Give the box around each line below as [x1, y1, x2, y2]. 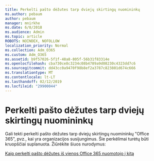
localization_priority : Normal [5, 43, 68, 48]
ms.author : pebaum [5, 12, 42, 16]
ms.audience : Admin [5, 30, 45, 34]
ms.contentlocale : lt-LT [5, 75, 55, 80]
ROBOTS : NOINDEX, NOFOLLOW [5, 39, 60, 44]
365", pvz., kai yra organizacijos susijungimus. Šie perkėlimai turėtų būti [5, 136, 149, 142]
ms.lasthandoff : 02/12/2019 [5, 79, 62, 84]
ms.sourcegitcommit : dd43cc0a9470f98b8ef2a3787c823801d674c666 [5, 66, 136, 71]
